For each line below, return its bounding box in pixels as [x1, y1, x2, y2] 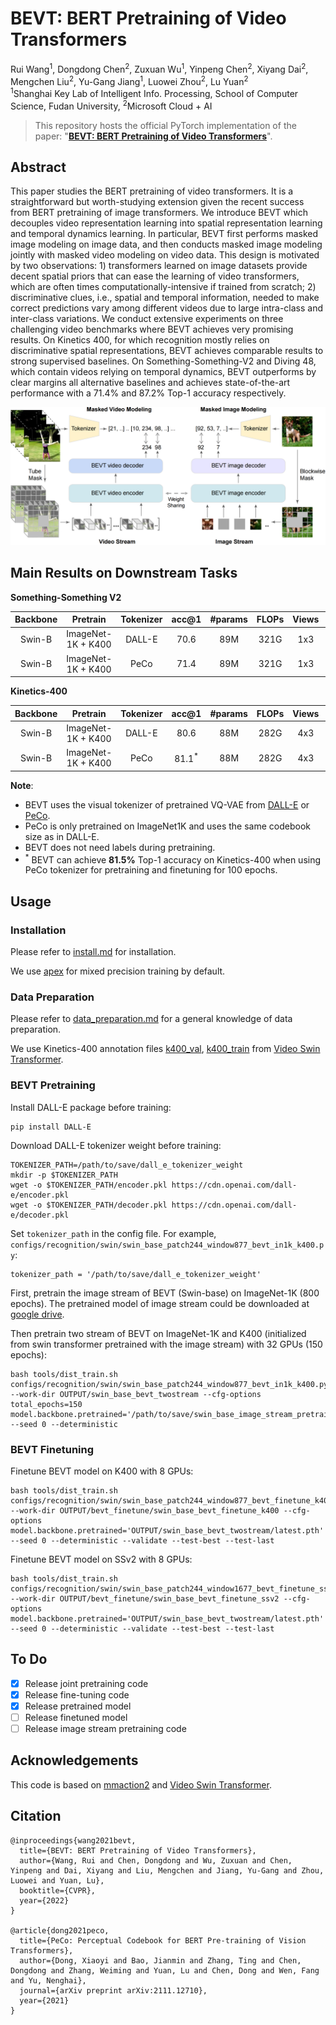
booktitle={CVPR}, [19, 1885, 97, 1896]
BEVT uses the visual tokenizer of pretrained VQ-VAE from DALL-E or [24, 798, 310, 811]
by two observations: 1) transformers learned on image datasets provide [10, 260, 308, 272]
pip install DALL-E [10, 1122, 92, 1132]
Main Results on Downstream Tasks [10, 565, 238, 582]
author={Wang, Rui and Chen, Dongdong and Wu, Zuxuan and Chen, [19, 1855, 293, 1866]
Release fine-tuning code [24, 1688, 130, 1701]
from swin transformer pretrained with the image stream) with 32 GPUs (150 [10, 1338, 323, 1350]
